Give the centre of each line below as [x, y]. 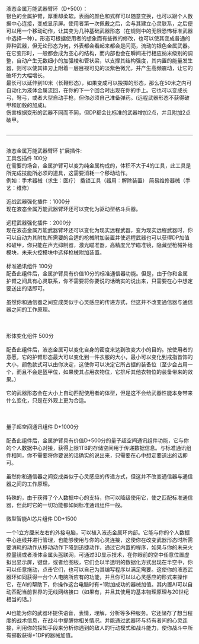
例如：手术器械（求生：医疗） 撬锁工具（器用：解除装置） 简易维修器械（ [96, 180]
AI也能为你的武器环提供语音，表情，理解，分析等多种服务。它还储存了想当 [97, 613]
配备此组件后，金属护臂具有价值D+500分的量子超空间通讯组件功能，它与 [95, 440]
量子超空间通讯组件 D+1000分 [42, 427]
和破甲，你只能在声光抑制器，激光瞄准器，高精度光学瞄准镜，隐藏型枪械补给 [99, 245]
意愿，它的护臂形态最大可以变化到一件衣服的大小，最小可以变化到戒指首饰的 [99, 357]
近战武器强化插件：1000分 [38, 202]
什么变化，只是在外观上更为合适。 [48, 400]
